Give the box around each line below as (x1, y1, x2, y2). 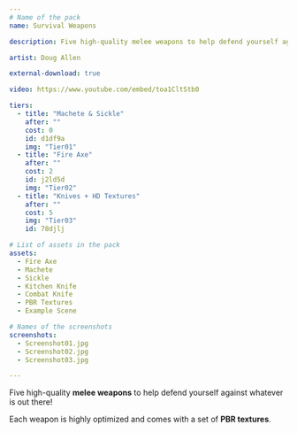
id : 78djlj (25, 225, 65, 234)
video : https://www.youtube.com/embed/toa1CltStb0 (9, 85, 200, 94)
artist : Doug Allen (9, 53, 81, 62)
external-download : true (9, 69, 101, 78)
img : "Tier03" (25, 216, 77, 226)
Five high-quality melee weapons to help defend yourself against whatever (9, 387, 284, 398)
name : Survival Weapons (9, 21, 97, 30)
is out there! (9, 397, 53, 407)
